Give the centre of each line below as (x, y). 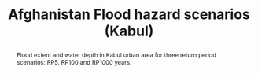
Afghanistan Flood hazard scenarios (129, 15)
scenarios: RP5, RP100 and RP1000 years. (74, 62)
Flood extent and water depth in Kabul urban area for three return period (116, 55)
